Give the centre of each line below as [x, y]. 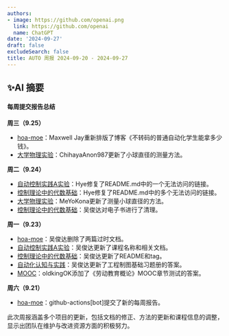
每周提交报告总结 [31, 107]
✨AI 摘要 [26, 88]
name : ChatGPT [33, 33]
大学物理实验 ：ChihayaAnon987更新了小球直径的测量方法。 [101, 155]
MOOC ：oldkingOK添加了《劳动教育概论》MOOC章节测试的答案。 [111, 273]
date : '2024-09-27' [35, 39]
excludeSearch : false [38, 52]
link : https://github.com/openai [61, 26]
